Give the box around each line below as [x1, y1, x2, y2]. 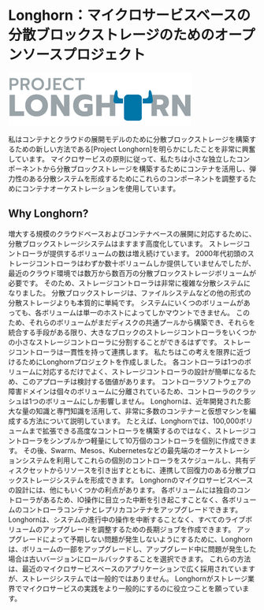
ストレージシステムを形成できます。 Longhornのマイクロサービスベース [21, 475, 254, 485]
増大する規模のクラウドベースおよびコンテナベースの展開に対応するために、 [8, 229, 256, 238]
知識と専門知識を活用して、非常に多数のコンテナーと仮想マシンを [35, 406, 250, 415]
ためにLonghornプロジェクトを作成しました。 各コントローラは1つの [21, 357, 245, 366]
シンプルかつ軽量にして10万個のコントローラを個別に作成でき [49, 436, 250, 445]
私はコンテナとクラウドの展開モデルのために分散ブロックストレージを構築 [8, 134, 250, 143]
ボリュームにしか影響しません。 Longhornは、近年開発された [45, 396, 244, 406]
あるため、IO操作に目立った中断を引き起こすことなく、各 [42, 495, 229, 504]
